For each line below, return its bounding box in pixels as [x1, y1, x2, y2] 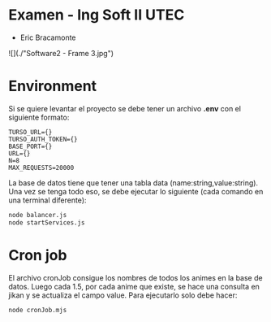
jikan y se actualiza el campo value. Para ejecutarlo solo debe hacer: [8, 290, 238, 300]
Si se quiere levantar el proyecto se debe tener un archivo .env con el [8, 103, 242, 113]
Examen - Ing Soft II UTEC [8, 6, 185, 24]
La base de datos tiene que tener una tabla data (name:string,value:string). [8, 177, 258, 188]
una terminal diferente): [8, 195, 87, 205]
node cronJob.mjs [8, 306, 67, 314]
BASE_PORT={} [8, 142, 53, 150]
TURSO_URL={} [8, 128, 53, 136]
